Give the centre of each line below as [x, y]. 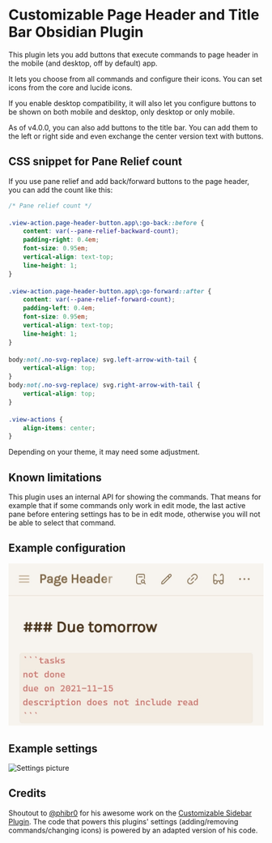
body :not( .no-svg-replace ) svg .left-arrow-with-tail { [103, 359]
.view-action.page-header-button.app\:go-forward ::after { [110, 291]
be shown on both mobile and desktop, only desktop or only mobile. [122, 112]
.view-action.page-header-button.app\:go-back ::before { [106, 223]
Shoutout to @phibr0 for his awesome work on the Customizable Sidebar [130, 813]
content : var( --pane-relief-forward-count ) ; [99, 300]
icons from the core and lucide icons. [70, 88]
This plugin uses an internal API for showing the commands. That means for [135, 497]
